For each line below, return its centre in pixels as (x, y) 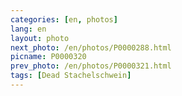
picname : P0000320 (48, 57)
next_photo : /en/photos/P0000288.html (91, 47)
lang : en (28, 29)
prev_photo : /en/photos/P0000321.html (91, 66)
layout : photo (40, 38)
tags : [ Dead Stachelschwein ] (71, 76)
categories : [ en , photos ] (64, 19)
